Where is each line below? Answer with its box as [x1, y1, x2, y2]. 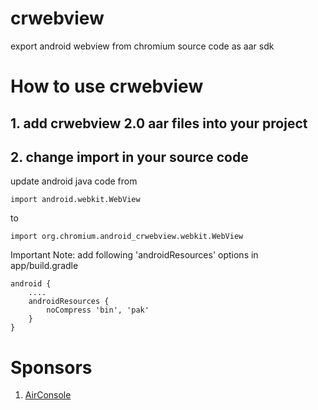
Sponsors [10, 356, 93, 379]
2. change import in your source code [10, 148, 249, 166]
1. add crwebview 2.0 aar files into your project [10, 115, 308, 132]
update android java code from [10, 175, 138, 187]
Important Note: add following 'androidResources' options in [10, 249, 259, 261]
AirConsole [24, 389, 72, 401]
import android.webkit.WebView [10, 195, 141, 205]
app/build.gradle [10, 260, 79, 272]
